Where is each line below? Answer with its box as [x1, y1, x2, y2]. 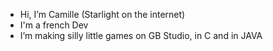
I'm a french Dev [19, 19, 89, 31]
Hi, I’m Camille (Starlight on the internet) [19, 9, 186, 20]
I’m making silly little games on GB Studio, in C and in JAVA [19, 30, 263, 41]
